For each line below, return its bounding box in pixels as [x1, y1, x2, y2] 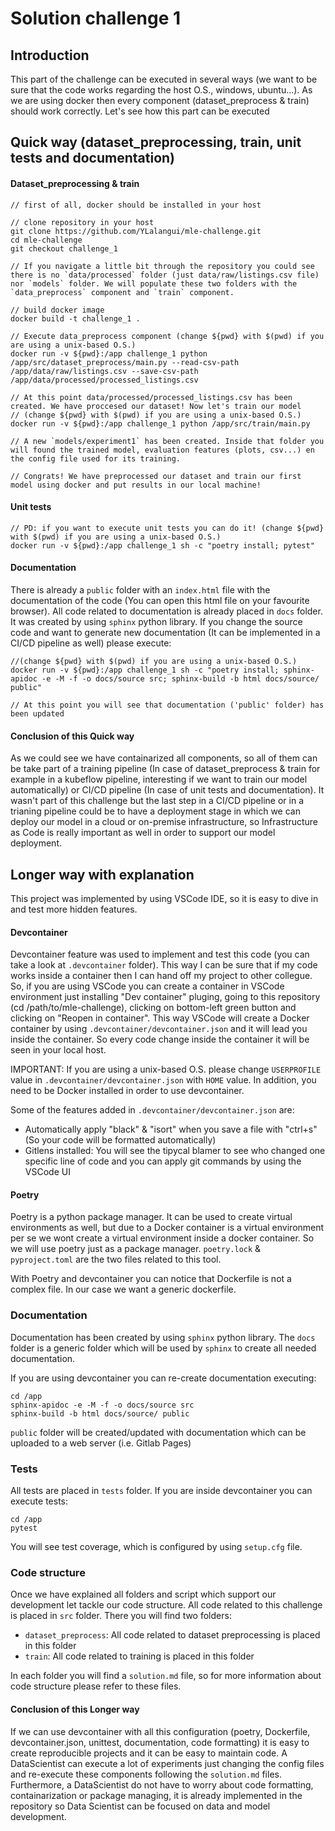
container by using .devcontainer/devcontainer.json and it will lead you [10, 1023, 308, 1035]
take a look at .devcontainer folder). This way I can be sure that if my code [10, 959, 318, 971]
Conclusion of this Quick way [10, 730, 135, 742]
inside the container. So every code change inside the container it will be [10, 1033, 310, 1046]
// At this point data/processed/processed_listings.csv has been [10, 392, 293, 402]
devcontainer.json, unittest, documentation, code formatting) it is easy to [10, 1736, 310, 1748]
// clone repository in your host [10, 217, 155, 227]
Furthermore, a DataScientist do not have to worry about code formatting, [10, 1778, 314, 1791]
